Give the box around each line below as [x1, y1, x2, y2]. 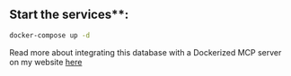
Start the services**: [9, 7, 129, 22]
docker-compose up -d [9, 30, 91, 39]
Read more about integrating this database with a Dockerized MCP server [9, 46, 282, 57]
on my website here [9, 56, 83, 67]
